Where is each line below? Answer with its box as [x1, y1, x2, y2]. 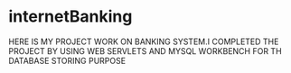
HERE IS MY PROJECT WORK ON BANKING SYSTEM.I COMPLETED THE [8, 36, 279, 47]
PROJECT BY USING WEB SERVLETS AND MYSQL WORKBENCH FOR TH [8, 45, 282, 56]
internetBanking [8, 6, 133, 27]
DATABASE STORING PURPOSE [8, 55, 127, 66]
